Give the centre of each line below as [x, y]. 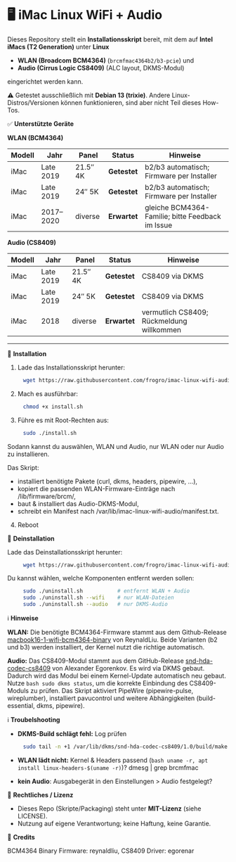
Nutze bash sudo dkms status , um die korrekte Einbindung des [98, 683]
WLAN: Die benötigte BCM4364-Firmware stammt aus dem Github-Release [117, 633]
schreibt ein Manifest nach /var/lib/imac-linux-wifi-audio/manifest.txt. [118, 511]
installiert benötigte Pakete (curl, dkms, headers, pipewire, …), [107, 481]
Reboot [28, 525]
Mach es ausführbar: [48, 393]
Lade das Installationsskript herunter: [71, 367]
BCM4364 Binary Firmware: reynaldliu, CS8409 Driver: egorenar [101, 851]
